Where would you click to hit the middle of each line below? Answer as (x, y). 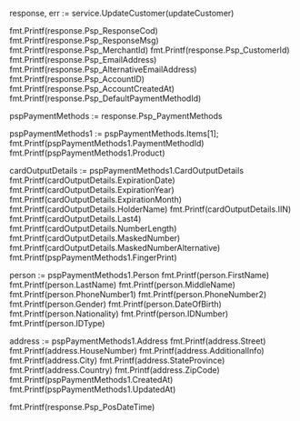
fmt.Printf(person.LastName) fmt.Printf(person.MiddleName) (123, 285)
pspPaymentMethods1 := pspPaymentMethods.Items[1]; (114, 134)
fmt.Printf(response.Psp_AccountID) (77, 79)
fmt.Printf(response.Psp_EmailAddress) (83, 60)
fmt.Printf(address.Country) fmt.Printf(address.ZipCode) (115, 370)
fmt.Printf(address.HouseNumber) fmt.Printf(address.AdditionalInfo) (137, 351)
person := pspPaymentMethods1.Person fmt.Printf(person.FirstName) (140, 275)
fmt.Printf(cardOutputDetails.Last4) (75, 219)
